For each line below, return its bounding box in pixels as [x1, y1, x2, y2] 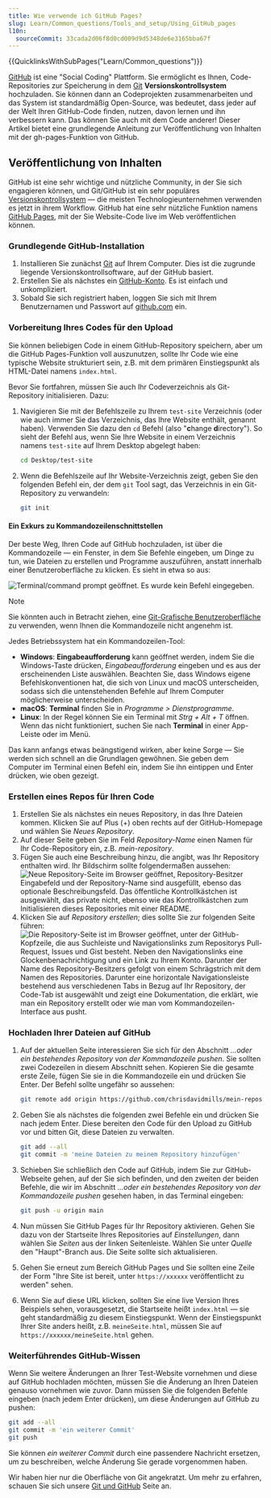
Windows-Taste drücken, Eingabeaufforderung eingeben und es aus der [19, 660, 261, 670]
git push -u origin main [19, 1206, 104, 1214]
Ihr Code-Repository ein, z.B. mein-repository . [19, 843, 174, 853]
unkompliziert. [19, 285, 69, 294]
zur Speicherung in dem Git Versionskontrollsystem [51, 81, 227, 91]
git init [19, 503, 50, 512]
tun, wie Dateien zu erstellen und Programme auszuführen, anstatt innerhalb [8, 556, 262, 566]
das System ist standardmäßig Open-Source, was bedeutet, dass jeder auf [8, 98, 256, 108]
